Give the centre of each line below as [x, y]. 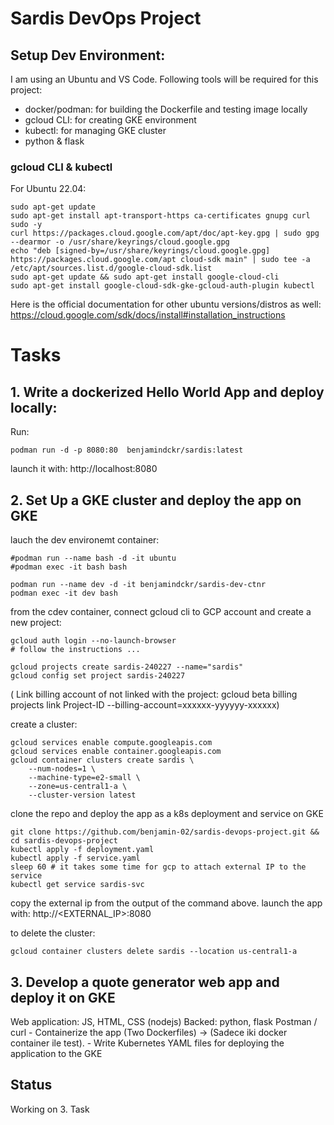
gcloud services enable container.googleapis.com [116, 752]
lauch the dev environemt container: [85, 540]
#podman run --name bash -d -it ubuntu [93, 558]
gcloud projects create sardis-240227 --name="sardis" [127, 667]
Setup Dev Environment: [88, 55]
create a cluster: [44, 724]
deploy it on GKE [63, 997]
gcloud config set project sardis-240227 [98, 676]
